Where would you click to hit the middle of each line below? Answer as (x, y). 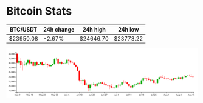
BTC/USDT (24, 30)
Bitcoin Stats (39, 11)
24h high (94, 30)
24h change (59, 30)
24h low (128, 30)
